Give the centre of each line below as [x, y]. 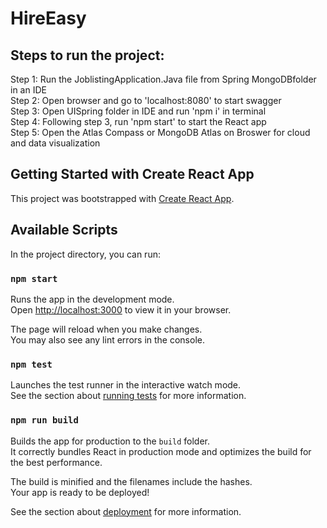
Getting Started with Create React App [132, 174]
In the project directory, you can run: [85, 254]
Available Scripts [64, 230]
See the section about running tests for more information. [128, 396]
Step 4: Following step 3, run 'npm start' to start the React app [138, 121]
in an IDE [28, 90]
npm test [31, 364]
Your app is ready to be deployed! [80, 492]
